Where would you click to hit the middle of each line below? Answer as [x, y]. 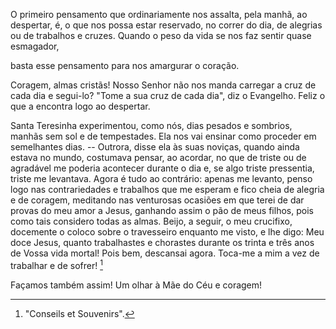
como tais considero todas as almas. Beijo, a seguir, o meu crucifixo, [151, 221]
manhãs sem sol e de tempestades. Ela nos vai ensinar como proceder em [163, 136]
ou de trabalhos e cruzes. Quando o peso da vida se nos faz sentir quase [161, 35]
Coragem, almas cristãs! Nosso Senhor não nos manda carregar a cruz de [163, 85]
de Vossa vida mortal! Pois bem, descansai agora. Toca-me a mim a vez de [165, 253]
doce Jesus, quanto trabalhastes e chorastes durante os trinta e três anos [162, 242]
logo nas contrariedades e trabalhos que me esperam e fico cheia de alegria [167, 189]
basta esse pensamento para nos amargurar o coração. [125, 65]
